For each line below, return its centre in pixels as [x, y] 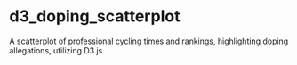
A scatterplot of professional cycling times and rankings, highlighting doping [149, 41]
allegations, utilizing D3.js [56, 50]
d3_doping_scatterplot [95, 16]
